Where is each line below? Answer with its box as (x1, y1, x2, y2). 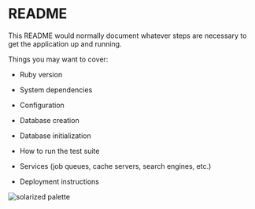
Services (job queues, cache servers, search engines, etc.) (19, 161, 212, 170)
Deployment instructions (19, 177, 100, 186)
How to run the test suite (19, 146, 100, 155)
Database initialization (19, 131, 92, 140)
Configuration (19, 100, 65, 110)
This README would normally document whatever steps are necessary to (8, 31, 247, 40)
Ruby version (19, 69, 63, 79)
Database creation (19, 115, 80, 125)
